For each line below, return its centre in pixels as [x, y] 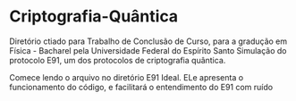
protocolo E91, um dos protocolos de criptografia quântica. [118, 60]
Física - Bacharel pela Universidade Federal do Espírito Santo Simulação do [148, 50]
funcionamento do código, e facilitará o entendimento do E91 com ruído [141, 87]
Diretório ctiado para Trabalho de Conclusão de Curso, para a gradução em [148, 41]
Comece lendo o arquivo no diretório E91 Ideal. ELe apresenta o [127, 77]
